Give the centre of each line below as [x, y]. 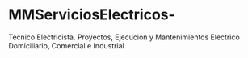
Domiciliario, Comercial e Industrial [67, 45]
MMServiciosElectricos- [92, 15]
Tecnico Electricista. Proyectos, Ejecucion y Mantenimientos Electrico [124, 37]
